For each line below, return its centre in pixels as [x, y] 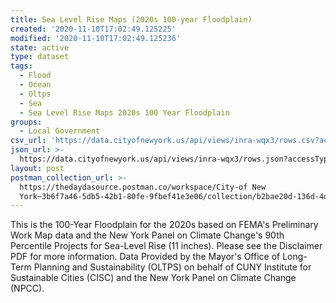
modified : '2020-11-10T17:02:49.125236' [96, 38]
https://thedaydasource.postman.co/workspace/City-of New [143, 187]
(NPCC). [27, 288]
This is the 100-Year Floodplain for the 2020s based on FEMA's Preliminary [164, 225]
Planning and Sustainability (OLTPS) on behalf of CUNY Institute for [172, 267]
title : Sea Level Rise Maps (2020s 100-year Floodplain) [131, 19]
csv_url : [28, 141]
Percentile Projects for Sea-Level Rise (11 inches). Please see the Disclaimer [166, 246]
